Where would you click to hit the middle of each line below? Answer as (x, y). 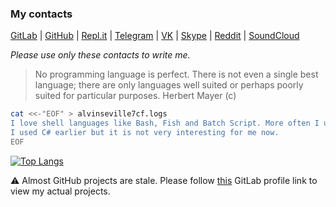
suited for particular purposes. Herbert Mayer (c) (135, 96)
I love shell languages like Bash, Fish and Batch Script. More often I (165, 123)
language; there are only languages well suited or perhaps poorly (169, 85)
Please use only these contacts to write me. (100, 55)
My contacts (41, 14)
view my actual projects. (60, 191)
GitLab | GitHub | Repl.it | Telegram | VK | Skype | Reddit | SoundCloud (155, 36)
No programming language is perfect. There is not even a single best (176, 74)
